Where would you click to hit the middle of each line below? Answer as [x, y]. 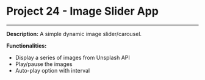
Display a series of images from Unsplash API [72, 57]
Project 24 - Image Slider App [82, 11]
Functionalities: [27, 45]
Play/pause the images [44, 64]
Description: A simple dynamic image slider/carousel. [74, 34]
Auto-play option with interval [52, 70]
